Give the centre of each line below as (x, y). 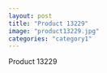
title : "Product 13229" (49, 24)
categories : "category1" (50, 39)
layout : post (30, 16)
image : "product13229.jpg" (54, 31)
